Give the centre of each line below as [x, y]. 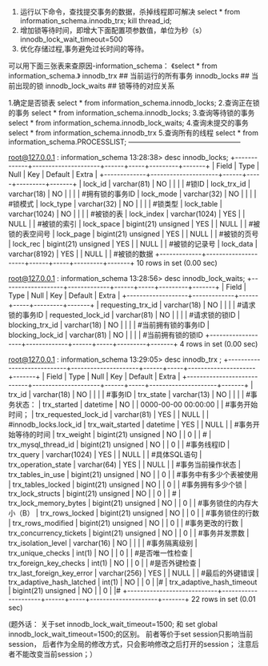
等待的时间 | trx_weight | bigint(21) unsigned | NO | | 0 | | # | [113, 434]
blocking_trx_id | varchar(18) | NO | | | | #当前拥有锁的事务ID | [109, 325]
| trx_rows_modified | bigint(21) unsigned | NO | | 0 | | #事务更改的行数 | [126, 523]
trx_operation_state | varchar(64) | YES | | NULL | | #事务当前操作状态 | [125, 464]
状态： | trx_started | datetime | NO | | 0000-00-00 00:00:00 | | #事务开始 [136, 404]
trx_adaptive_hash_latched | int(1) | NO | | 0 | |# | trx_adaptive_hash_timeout [133, 582]
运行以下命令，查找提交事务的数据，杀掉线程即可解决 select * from [130, 12]
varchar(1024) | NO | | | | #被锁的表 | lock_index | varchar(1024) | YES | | [127, 214]
